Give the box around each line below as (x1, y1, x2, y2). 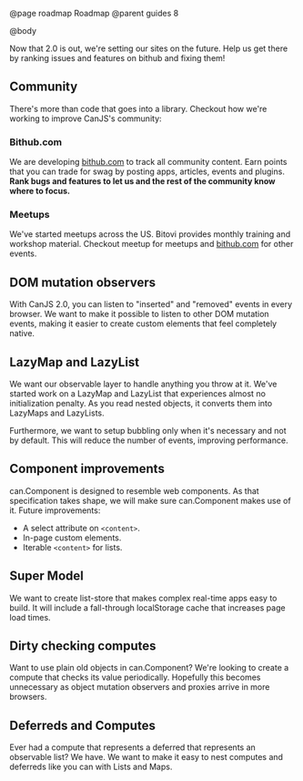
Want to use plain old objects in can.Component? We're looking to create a (9, 663, 289, 673)
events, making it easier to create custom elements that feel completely (9, 318, 278, 329)
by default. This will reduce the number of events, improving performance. (9, 435, 288, 446)
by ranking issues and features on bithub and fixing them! (9, 53, 226, 63)
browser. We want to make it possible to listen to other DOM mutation (9, 309, 270, 320)
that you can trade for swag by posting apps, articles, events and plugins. (9, 166, 285, 177)
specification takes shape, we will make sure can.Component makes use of (9, 495, 291, 506)
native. (9, 328, 35, 339)
